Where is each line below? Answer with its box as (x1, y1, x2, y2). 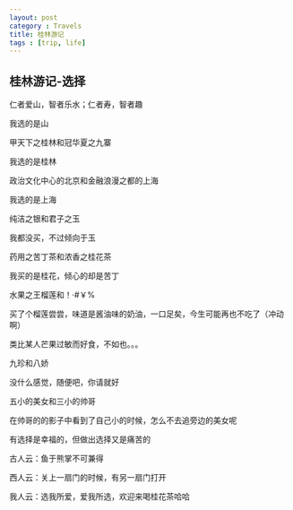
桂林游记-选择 (9, 73, 86, 89)
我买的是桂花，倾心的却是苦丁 (9, 271, 119, 281)
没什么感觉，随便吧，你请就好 (9, 377, 119, 388)
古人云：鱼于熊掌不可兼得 (9, 454, 104, 464)
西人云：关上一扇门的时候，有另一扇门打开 (9, 472, 167, 483)
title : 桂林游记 (9, 30, 65, 39)
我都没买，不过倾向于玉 (9, 232, 96, 243)
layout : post (9, 13, 58, 22)
